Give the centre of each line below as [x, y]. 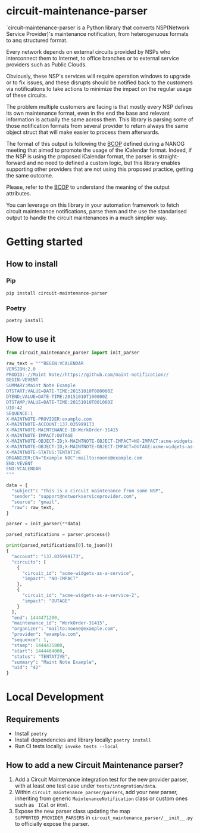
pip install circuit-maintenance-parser [57, 293]
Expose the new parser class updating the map [73, 811]
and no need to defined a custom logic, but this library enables [103, 163]
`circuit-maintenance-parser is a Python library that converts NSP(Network [98, 27]
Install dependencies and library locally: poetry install [83, 740]
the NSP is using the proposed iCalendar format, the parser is [82, 156]
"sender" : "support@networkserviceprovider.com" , [74, 496]
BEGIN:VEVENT [22, 380]
